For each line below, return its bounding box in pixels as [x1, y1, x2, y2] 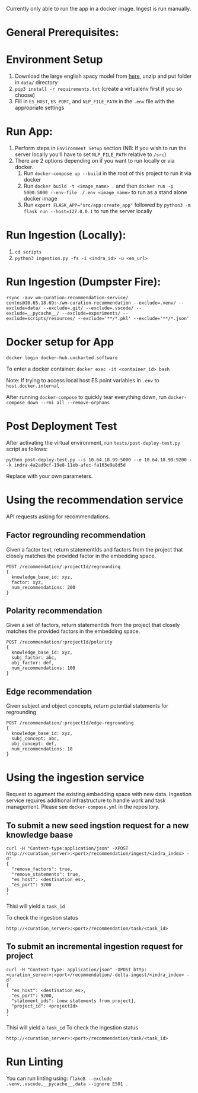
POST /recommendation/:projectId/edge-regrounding [6, 720, 134, 726]
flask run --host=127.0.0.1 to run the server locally [23, 208, 152, 215]
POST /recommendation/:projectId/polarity [6, 639, 113, 645]
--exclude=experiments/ [62, 310, 120, 316]
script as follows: [6, 445, 48, 452]
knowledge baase [6, 829, 73, 839]
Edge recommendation [6, 686, 92, 696]
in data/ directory [14, 79, 58, 86]
